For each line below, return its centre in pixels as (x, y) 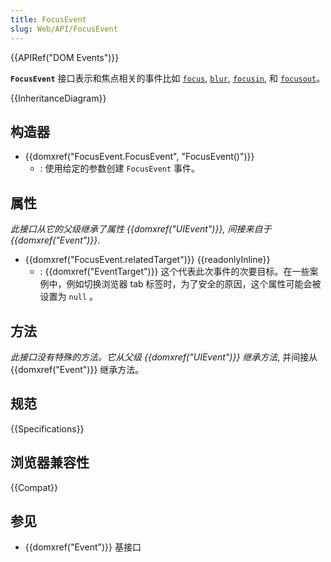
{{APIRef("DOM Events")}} (65, 57)
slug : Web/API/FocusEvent (64, 29)
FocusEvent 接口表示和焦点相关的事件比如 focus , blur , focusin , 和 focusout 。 (168, 78)
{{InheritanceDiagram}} (58, 98)
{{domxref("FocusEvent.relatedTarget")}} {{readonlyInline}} (147, 260)
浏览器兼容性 (50, 462)
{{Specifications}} (47, 428)
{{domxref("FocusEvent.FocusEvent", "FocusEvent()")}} (139, 157)
